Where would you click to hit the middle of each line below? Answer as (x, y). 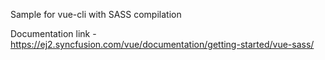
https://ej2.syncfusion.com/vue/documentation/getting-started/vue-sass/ (162, 44)
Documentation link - (53, 33)
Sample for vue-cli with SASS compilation (96, 14)
